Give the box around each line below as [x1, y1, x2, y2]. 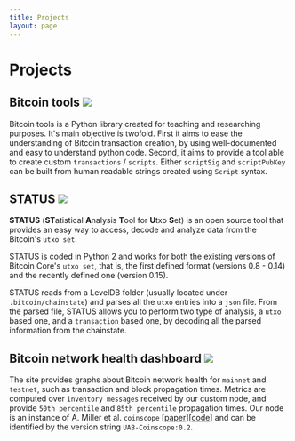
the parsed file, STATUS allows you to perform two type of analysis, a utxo [9, 306, 282, 317]
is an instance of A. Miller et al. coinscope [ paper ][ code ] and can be [9, 413, 256, 423]
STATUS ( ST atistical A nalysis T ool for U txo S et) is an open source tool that [9, 215, 284, 226]
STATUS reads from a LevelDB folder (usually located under [9, 287, 228, 298]
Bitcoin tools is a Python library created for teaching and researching [9, 118, 261, 129]
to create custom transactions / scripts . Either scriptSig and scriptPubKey [9, 156, 286, 167]
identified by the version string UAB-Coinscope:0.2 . [9, 421, 194, 432]
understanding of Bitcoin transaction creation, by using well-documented [9, 137, 277, 148]
